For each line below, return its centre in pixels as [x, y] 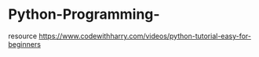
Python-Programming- [84, 14]
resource [23, 36]
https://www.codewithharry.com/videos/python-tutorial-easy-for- [145, 36]
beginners [25, 44]
